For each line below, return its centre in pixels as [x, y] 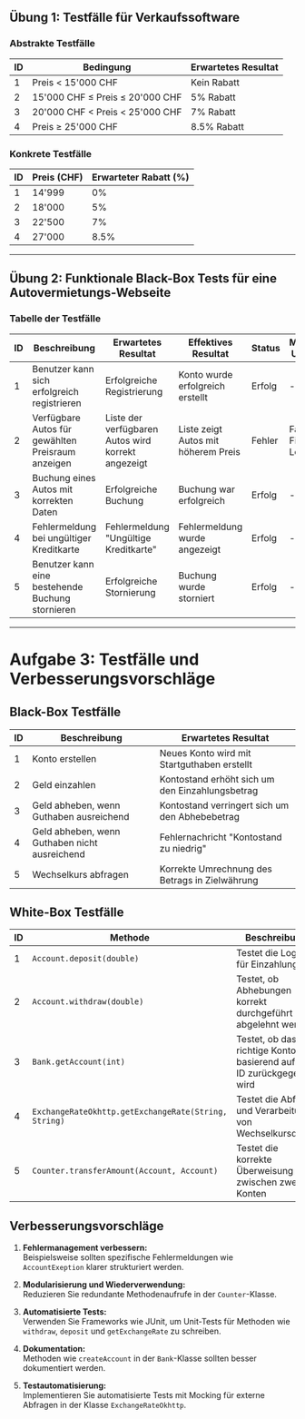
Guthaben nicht [65, 843]
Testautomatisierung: [64, 1385]
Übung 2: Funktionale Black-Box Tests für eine [143, 279]
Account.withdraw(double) [88, 1002]
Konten [251, 1194]
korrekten [53, 500]
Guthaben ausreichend [81, 816]
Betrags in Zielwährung [209, 880]
